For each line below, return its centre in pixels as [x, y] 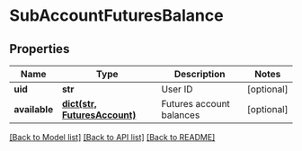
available [34, 109]
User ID [177, 89]
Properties [40, 49]
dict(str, [79, 104]
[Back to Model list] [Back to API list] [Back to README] [112, 137]
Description [200, 74]
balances [181, 115]
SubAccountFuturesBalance [116, 16]
